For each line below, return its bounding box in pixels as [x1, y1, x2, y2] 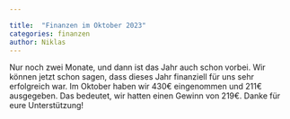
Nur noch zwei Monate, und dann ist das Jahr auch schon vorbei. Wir [9, 62, 267, 72]
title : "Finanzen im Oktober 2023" [9, 21, 146, 30]
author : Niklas [9, 38, 66, 47]
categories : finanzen [9, 29, 91, 38]
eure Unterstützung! [9, 100, 83, 111]
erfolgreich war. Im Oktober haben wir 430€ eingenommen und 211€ [9, 81, 262, 92]
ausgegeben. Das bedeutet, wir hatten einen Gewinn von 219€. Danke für [9, 90, 281, 101]
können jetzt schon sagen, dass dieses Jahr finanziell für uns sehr [9, 72, 254, 82]
